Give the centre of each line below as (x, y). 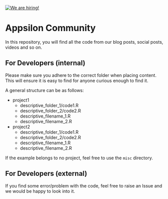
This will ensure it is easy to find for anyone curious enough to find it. (77, 80)
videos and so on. (24, 47)
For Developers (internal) (45, 63)
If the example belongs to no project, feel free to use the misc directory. (79, 158)
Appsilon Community (51, 28)
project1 (21, 100)
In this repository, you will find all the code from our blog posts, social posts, (84, 42)
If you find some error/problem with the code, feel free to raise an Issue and (84, 185)
